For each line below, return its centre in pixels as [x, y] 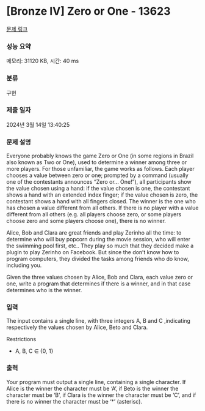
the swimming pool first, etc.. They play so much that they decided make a [100, 246]
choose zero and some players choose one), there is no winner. [86, 221]
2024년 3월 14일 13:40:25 [38, 124]
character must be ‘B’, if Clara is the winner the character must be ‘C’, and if [101, 395]
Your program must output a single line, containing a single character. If [96, 382]
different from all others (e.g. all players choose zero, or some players [94, 214]
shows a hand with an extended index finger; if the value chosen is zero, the [102, 195]
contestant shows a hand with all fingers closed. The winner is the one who [101, 202]
